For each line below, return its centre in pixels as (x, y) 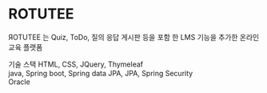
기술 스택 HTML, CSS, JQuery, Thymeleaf (76, 64)
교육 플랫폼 (26, 47)
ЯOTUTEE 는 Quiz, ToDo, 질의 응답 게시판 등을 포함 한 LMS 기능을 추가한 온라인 (134, 37)
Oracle (19, 82)
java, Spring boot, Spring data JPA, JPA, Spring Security (101, 73)
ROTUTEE (41, 14)
